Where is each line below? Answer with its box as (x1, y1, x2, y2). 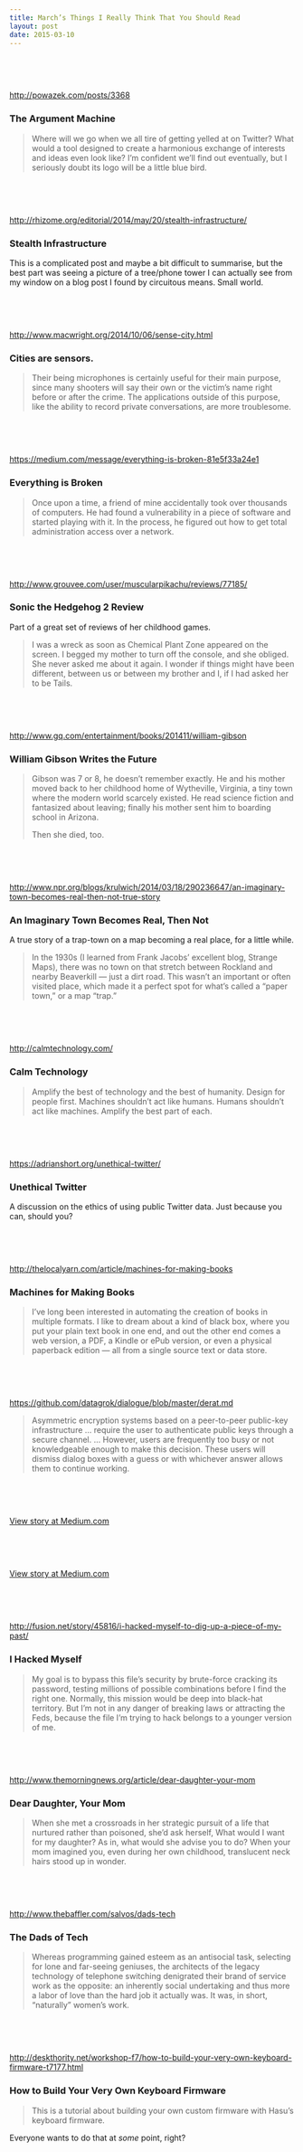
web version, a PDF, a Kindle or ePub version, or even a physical (31, 1335, 272, 1346)
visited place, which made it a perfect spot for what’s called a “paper (31, 981, 288, 991)
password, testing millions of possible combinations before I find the (31, 1683, 287, 1694)
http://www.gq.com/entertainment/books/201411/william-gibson (9, 730, 247, 741)
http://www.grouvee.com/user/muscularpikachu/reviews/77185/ (9, 578, 248, 589)
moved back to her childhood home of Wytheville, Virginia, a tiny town (31, 783, 294, 794)
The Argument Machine (9, 112, 116, 125)
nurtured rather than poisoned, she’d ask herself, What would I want (31, 1826, 285, 1837)
